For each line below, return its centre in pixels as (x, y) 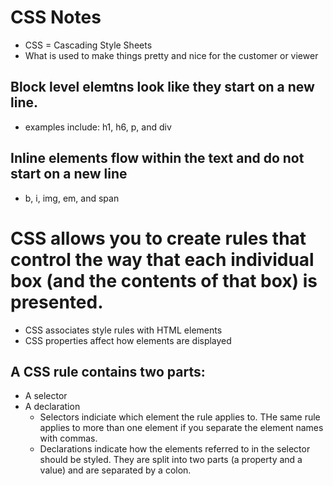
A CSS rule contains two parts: (108, 371)
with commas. (68, 438)
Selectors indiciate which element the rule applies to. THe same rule (180, 417)
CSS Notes (56, 17)
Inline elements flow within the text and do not (157, 158)
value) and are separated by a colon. (115, 470)
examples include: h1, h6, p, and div (98, 127)
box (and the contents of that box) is (164, 280)
